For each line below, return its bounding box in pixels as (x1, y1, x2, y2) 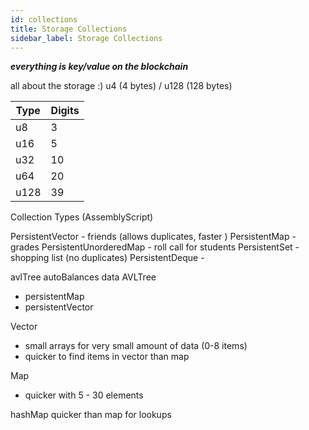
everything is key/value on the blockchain (10, 61, 189, 73)
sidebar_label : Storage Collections (10, 33, 163, 43)
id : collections (10, 14, 78, 25)
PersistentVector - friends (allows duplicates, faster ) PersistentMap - (10, 231, 297, 243)
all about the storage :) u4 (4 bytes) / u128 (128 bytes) (10, 80, 233, 92)
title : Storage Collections (10, 24, 128, 34)
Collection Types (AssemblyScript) (10, 211, 154, 223)
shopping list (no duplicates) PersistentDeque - (10, 252, 205, 264)
